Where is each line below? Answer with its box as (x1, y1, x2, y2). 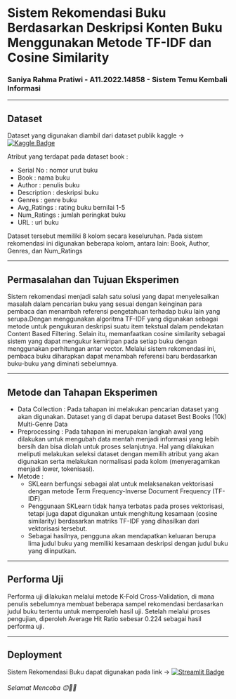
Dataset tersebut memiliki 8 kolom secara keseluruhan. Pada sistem (7, 232, 204, 240)
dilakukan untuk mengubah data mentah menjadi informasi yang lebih (17, 434, 219, 443)
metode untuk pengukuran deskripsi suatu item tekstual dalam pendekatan (7, 322, 224, 331)
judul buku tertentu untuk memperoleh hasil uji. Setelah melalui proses (7, 607, 211, 615)
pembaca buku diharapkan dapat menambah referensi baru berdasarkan (7, 352, 218, 361)
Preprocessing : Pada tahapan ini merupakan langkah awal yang (17, 427, 204, 436)
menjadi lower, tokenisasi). (17, 465, 95, 473)
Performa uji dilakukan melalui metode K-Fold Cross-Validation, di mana (7, 592, 215, 601)
